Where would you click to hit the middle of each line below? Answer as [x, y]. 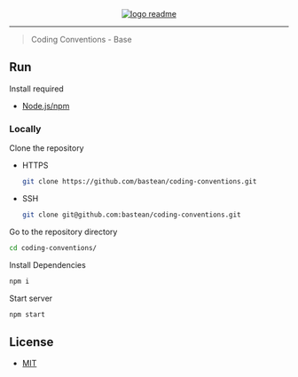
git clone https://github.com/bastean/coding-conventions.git [139, 182]
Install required [36, 89]
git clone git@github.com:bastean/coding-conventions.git [131, 215]
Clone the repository [47, 148]
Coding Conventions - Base [81, 39]
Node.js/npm [46, 106]
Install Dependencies [47, 264]
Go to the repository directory [63, 232]
